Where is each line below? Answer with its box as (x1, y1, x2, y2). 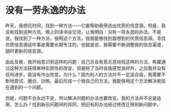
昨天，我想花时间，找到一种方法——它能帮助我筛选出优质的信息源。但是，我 (5, 22, 166, 29)
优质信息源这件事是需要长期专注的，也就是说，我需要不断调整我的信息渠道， (5, 41, 166, 47)
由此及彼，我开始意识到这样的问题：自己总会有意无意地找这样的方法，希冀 (5, 59, 161, 65)
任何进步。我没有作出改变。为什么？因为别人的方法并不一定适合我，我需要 (5, 71, 161, 77)
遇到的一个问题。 (9, 84, 46, 90)
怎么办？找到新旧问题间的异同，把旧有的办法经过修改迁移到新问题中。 (14, 101, 161, 107)
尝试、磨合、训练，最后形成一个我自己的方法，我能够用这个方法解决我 (14, 77, 161, 84)
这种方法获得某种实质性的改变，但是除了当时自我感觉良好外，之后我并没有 (9, 65, 166, 71)
